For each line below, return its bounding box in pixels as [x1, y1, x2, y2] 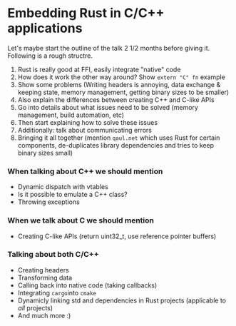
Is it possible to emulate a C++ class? [17, 190, 128, 199]
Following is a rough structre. [7, 51, 93, 60]
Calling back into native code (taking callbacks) [17, 280, 158, 290]
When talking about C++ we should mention [7, 166, 163, 176]
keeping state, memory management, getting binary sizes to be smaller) [17, 88, 230, 96]
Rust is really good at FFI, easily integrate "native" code [17, 65, 181, 73]
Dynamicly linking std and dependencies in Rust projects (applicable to [17, 296, 227, 305]
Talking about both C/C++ [7, 250, 100, 260]
